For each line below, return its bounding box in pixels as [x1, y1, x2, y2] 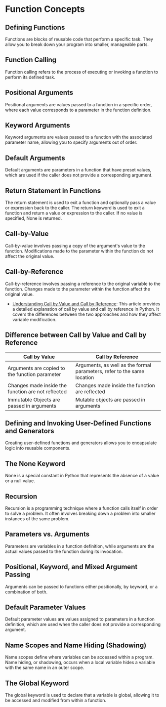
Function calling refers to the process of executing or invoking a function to [5, 69, 158, 75]
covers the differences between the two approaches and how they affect [12, 311, 161, 317]
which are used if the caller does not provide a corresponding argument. [5, 172, 153, 178]
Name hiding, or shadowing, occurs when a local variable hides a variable [5, 660, 156, 665]
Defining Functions [5, 23, 65, 32]
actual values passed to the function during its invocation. [5, 548, 123, 554]
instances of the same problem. [5, 515, 70, 522]
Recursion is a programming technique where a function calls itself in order [5, 505, 158, 511]
